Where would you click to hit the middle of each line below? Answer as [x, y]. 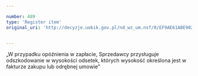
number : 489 [21, 16]
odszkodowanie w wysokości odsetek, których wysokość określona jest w [96, 61]
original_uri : [24, 27]
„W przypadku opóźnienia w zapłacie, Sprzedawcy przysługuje [82, 54]
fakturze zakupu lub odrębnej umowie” [53, 67]
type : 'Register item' [34, 22]
